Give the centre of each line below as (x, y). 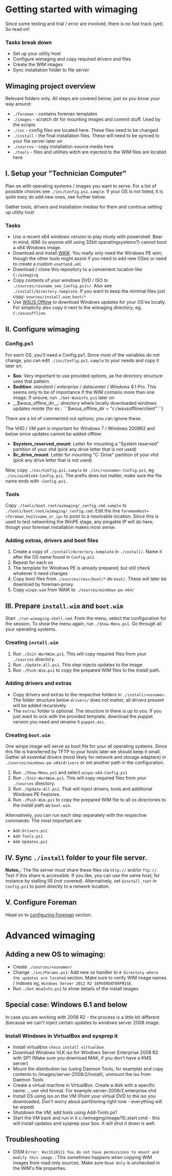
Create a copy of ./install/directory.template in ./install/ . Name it (87, 552)
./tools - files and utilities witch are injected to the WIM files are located (89, 152)
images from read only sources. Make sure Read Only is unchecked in (86, 1163)
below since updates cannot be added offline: (54, 434)
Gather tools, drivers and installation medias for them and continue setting (84, 207)
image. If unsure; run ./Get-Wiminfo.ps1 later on (63, 397)
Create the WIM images (38, 65)
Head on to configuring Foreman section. (49, 915)
